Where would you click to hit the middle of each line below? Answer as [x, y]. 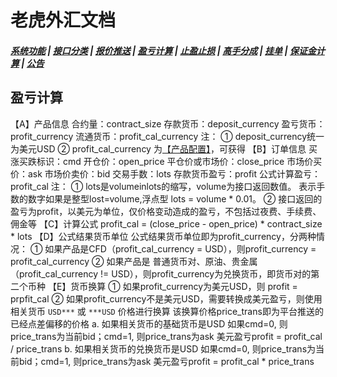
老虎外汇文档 [63, 20]
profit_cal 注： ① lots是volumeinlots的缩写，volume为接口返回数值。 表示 [163, 186]
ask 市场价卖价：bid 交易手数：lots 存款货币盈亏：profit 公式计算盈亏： [174, 173]
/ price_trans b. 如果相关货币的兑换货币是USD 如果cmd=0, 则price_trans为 [163, 348]
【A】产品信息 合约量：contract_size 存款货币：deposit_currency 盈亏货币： [168, 123]
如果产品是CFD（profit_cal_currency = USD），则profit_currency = [180, 248]
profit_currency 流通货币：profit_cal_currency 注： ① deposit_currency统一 [167, 136]
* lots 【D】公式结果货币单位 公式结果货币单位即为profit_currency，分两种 [163, 236]
